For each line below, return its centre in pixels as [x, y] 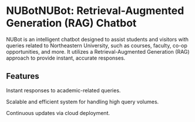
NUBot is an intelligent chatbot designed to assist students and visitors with [97, 39]
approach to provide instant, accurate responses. [66, 58]
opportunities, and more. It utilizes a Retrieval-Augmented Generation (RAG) [98, 51]
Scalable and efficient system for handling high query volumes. [83, 102]
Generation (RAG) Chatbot [71, 23]
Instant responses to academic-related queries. [63, 90]
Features [23, 76]
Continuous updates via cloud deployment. [58, 113]
